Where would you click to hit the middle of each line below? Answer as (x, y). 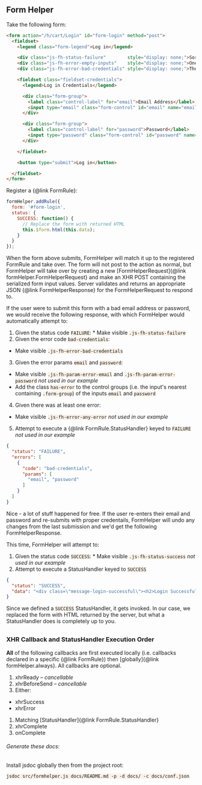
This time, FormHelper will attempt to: (53, 544)
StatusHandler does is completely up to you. (61, 621)
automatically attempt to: (37, 321)
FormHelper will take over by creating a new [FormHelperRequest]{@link (96, 271)
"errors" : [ (27, 457)
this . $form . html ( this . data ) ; (59, 230)
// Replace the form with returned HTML (73, 224)
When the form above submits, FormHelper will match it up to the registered (100, 258)
